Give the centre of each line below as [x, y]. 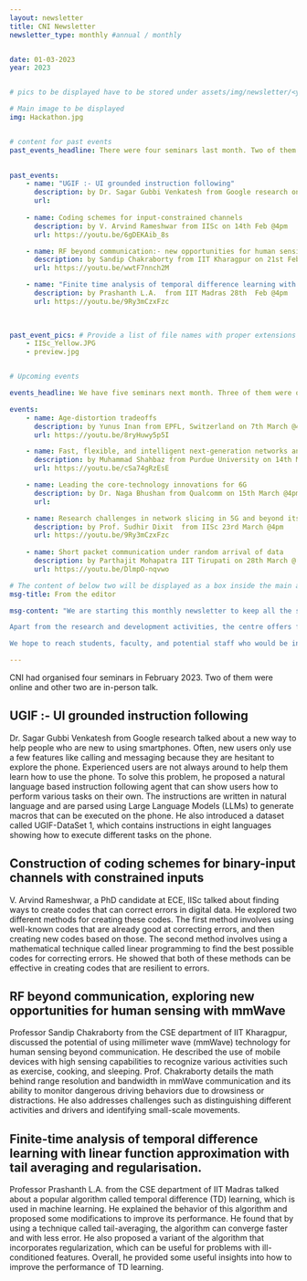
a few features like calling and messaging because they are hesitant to [142, 757]
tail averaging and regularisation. [106, 1167]
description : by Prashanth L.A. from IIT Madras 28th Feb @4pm [160, 293]
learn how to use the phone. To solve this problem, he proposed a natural [148, 776]
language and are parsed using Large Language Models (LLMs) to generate [152, 805]
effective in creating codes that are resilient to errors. [110, 968]
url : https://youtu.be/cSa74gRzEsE [101, 468]
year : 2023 [30, 68]
